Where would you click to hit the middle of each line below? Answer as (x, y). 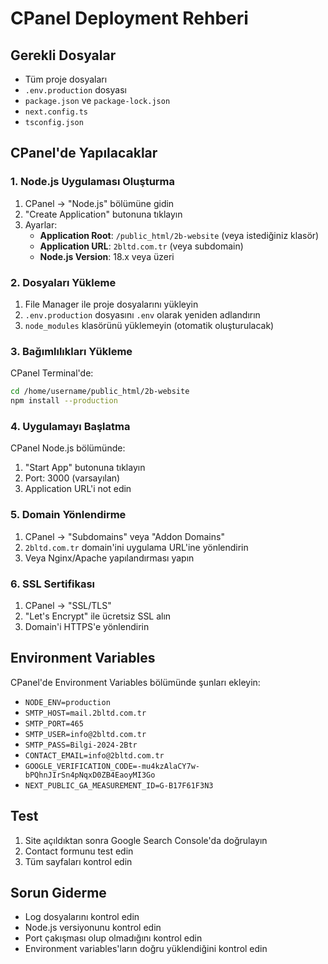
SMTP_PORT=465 (54, 723)
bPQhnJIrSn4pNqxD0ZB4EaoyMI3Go (90, 775)
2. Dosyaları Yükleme (63, 282)
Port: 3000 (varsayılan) (72, 478)
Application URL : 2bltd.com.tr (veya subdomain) (141, 246)
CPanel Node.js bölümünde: (68, 448)
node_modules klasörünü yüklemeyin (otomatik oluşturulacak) (149, 325)
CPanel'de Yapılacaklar (84, 153)
